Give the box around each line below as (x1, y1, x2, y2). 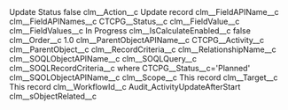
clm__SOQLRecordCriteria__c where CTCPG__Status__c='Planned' (9, 63, 251, 73)
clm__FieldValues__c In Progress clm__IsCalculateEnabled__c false (9, 26, 251, 36)
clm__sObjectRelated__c (9, 91, 97, 101)
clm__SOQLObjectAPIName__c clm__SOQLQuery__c (9, 54, 198, 63)
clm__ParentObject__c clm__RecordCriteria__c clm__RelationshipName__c (9, 44, 276, 55)
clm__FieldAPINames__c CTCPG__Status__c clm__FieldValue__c (9, 16, 240, 26)
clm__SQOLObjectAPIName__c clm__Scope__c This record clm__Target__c (9, 72, 278, 83)
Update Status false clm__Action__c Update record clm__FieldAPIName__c (9, 7, 279, 17)
